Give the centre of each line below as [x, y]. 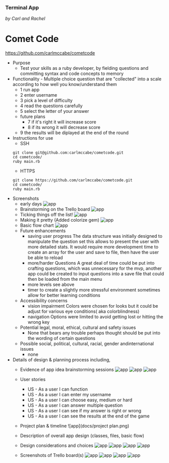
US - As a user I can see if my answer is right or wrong [84, 411]
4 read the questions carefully [51, 106]
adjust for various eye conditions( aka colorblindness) [83, 311]
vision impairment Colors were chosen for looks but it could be [93, 306]
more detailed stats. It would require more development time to [93, 247]
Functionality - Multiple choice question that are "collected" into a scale [87, 79]
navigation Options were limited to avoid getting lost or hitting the [95, 317]
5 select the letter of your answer [54, 111]
